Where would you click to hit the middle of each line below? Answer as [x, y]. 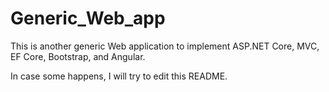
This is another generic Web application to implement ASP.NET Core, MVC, [165, 46]
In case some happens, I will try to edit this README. [119, 76]
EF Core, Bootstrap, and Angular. [78, 56]
